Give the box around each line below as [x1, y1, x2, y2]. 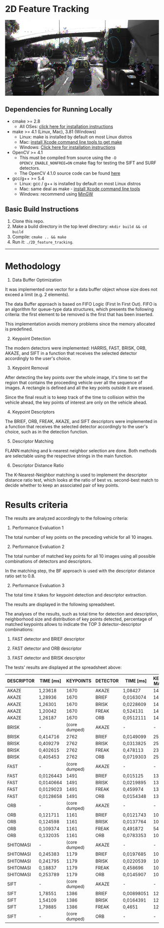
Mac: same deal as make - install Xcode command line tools [19, 186, 141, 192]
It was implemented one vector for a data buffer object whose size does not [5, 286, 158, 292]
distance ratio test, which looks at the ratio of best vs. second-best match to [5, 477, 159, 483]
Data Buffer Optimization [12, 277, 62, 283]
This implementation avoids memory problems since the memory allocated [5, 321, 155, 327]
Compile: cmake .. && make [12, 234, 67, 240]
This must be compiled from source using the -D [19, 155, 117, 160]
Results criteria [5, 499, 68, 510]
